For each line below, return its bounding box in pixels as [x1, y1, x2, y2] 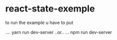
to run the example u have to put [5, 19, 74, 25]
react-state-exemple [5, 3, 95, 14]
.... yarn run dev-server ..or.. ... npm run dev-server [5, 29, 112, 35]
